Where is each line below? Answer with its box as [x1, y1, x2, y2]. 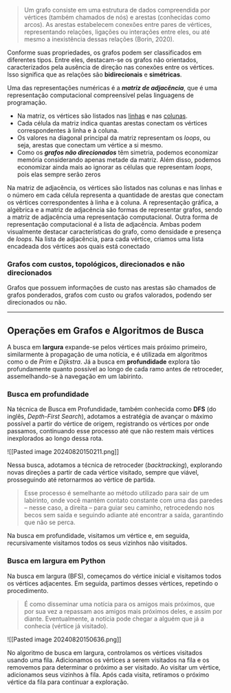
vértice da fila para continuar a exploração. [7, 678, 129, 686]
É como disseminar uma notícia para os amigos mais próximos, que [23, 599, 215, 608]
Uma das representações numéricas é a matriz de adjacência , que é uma [7, 84, 218, 92]
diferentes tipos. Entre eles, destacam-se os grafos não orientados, [7, 56, 198, 64]
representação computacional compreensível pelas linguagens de [7, 91, 194, 99]
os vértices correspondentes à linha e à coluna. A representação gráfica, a [7, 198, 219, 206]
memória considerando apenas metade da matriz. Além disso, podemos [16, 156, 221, 164]
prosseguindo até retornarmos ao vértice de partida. [7, 475, 156, 484]
